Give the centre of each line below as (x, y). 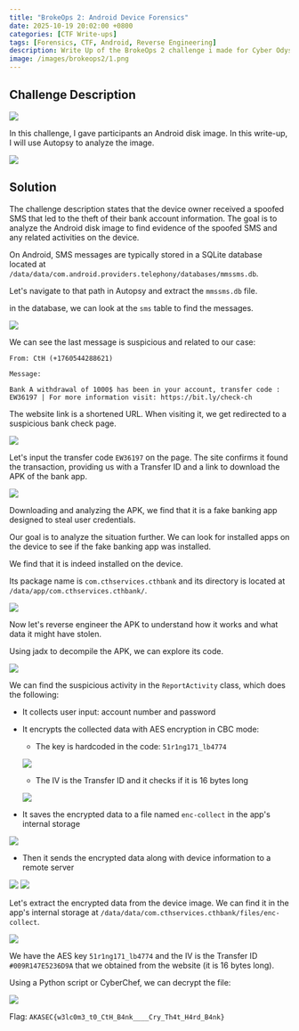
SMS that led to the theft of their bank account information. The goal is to (143, 218)
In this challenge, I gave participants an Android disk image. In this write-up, (149, 133)
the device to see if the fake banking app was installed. (110, 546)
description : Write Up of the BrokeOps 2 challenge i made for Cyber (141, 51)
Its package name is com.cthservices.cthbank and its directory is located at (147, 581)
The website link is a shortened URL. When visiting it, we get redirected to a (148, 413)
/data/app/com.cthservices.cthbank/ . (78, 590)
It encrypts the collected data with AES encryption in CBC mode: (141, 729)
